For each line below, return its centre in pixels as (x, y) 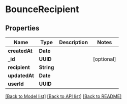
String (46, 67)
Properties (22, 28)
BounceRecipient (42, 9)
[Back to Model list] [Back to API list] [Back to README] (63, 96)
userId (16, 84)
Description (73, 42)
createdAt (20, 51)
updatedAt (21, 76)
